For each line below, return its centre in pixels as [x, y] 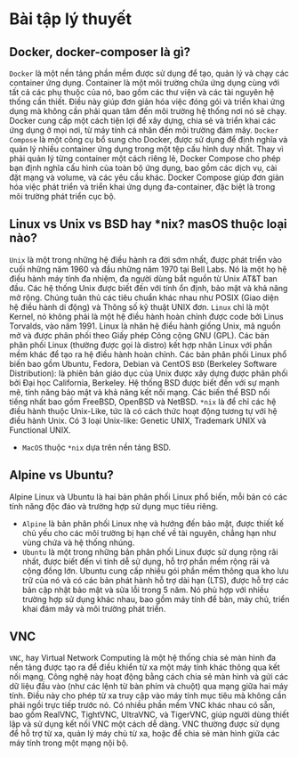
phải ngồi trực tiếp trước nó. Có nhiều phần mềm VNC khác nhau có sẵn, [142, 705]
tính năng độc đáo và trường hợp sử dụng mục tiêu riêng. [114, 506]
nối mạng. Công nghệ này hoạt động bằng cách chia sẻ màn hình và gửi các [149, 677]
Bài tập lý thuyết [70, 19]
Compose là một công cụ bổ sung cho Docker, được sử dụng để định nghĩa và [149, 139]
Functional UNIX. [40, 430]
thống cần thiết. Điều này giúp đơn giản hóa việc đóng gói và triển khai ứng [147, 102]
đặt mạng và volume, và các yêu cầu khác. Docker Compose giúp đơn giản [147, 177]
